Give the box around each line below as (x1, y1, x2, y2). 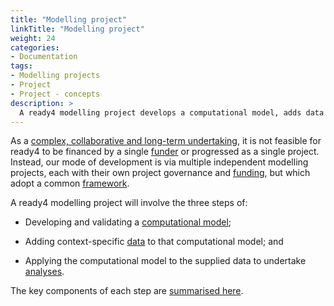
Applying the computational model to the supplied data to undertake (24, 255, 307, 267)
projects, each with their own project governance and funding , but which (10, 167, 311, 179)
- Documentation (10, 52, 78, 62)
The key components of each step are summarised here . (10, 285, 244, 297)
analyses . (24, 266, 65, 278)
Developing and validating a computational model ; (24, 216, 232, 228)
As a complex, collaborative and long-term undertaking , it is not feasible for (10, 135, 322, 147)
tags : (10, 61, 33, 71)
